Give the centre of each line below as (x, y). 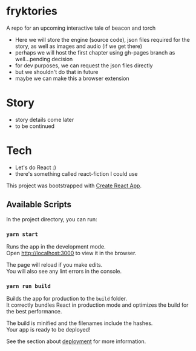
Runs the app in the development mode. (56, 246)
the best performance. (34, 312)
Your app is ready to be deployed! (48, 330)
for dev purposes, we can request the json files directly (84, 65)
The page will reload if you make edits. (54, 264)
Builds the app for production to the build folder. (67, 299)
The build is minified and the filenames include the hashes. (80, 323)
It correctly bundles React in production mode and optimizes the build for (97, 305)
